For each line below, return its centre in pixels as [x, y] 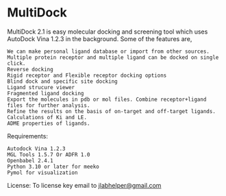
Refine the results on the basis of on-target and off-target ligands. [111, 111]
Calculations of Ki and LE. [47, 117]
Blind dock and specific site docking [62, 81]
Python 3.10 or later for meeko [53, 167]
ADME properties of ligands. [49, 123]
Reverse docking [30, 69]
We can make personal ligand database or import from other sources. [109, 51]
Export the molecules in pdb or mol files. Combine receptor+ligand [107, 99]
